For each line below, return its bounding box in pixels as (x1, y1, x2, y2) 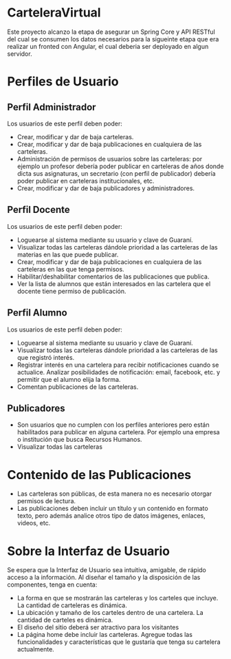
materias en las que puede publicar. (16, 250, 119, 258)
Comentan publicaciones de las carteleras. (16, 383, 139, 391)
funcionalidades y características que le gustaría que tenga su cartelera (16, 638, 221, 646)
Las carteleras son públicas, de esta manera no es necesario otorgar (16, 489, 212, 498)
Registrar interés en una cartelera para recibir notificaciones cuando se (16, 361, 219, 369)
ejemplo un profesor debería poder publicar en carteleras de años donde (16, 162, 224, 170)
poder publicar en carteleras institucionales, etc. (16, 176, 155, 185)
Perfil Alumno (7, 307, 67, 318)
